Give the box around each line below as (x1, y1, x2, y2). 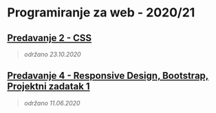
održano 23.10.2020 (23, 50, 81, 58)
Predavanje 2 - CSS (7, 32, 92, 44)
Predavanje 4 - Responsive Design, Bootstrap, (7, 70, 209, 81)
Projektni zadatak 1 (7, 81, 91, 92)
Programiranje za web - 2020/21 (7, 5, 195, 21)
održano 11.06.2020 (23, 99, 80, 107)
